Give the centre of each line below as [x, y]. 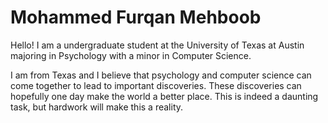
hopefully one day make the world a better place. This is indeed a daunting [164, 96]
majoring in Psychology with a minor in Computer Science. [131, 55]
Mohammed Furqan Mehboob [136, 17]
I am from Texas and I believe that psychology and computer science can [161, 75]
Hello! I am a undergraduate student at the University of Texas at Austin [157, 45]
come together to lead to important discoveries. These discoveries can [156, 85]
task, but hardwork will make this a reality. [97, 107]
